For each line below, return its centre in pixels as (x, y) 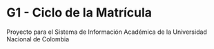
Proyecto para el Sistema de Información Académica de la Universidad (107, 32)
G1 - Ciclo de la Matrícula (79, 13)
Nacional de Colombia (38, 39)
